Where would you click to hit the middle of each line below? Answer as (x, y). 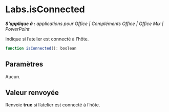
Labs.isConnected (45, 9)
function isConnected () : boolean (41, 48)
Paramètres (24, 64)
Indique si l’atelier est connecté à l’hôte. (47, 39)
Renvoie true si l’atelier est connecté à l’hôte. (53, 105)
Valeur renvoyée (32, 93)
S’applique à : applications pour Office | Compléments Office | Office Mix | (84, 24)
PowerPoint (17, 29)
